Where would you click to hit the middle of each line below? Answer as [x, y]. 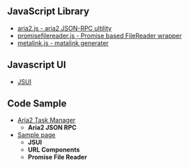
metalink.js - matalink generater [63, 43]
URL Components [54, 150]
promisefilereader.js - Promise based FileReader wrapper [100, 35]
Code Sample [37, 104]
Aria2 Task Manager [46, 120]
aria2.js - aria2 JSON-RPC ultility [65, 28]
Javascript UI [37, 65]
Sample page [36, 135]
